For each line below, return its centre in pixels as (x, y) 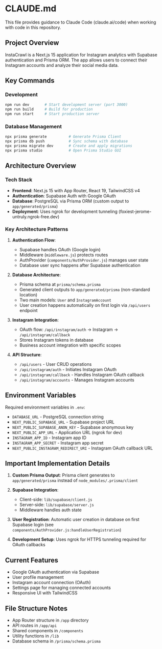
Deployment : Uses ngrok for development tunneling (65, 211)
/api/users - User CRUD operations (56, 364)
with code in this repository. (33, 27)
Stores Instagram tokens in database (57, 340)
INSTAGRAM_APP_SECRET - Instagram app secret (58, 442)
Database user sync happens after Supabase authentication (80, 265)
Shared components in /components (48, 631)
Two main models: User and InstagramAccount (65, 300)
